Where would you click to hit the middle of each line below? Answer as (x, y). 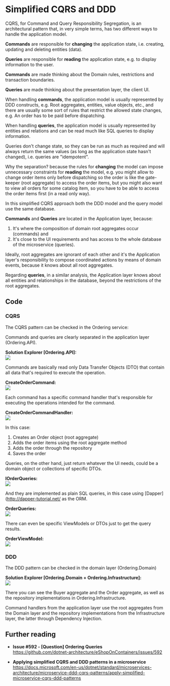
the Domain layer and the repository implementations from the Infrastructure (85, 613)
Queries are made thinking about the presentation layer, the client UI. (78, 89)
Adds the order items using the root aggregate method (70, 443)
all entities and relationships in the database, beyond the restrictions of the (83, 280)
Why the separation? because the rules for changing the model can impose (84, 166)
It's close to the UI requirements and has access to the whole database (87, 239)
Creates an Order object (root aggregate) (56, 437)
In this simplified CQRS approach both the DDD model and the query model (84, 203)
